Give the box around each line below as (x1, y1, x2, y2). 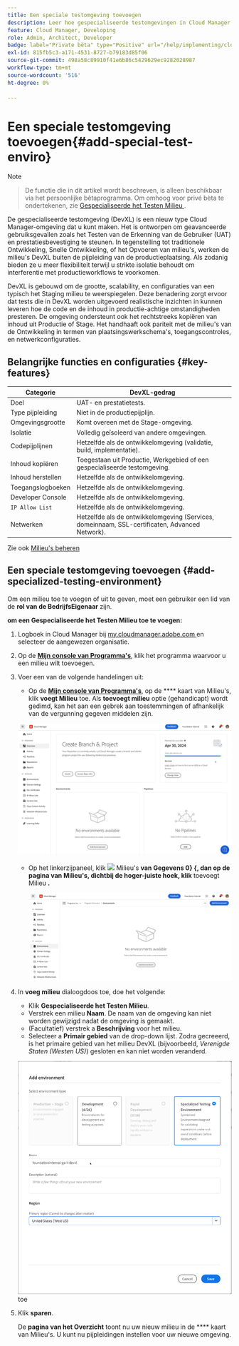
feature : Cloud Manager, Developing (7, 26, 116, 34)
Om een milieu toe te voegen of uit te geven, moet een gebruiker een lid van (7, 594, 230, 603)
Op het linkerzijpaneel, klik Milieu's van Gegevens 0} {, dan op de (28, 864, 230, 872)
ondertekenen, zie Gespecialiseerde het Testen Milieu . (24, 201, 186, 210)
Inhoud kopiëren (10, 459, 58, 467)
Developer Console (10, 492, 67, 501)
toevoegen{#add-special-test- (7, 133, 193, 150)
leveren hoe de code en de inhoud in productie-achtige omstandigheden (7, 305, 221, 313)
